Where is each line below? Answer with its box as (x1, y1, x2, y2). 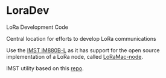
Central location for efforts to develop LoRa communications (6, 35, 156, 42)
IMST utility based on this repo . (6, 64, 85, 72)
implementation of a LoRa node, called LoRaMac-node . (6, 53, 144, 60)
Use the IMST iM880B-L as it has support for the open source (6, 46, 160, 54)
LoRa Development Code (6, 23, 68, 31)
